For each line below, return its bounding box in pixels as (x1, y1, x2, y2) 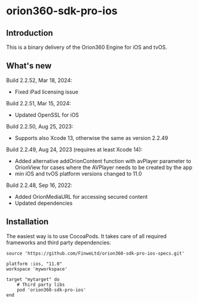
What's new (6, 61, 52, 71)
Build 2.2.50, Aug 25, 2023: (6, 123, 73, 130)
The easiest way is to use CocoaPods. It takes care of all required (6, 232, 167, 239)
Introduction (6, 28, 54, 38)
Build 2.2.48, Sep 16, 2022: (6, 182, 73, 189)
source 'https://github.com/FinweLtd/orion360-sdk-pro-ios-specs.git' (6, 250, 185, 257)
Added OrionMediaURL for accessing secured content (14, 193, 148, 200)
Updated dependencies (14, 199, 73, 207)
